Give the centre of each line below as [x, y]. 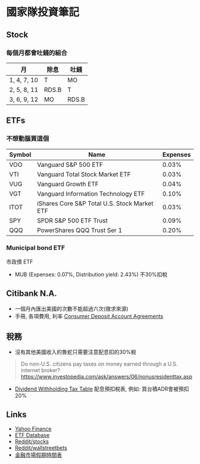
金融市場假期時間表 [38, 455]
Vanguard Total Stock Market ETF [84, 174]
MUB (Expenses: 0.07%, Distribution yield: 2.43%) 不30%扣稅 [91, 274]
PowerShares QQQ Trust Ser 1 [79, 230]
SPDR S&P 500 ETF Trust [72, 220]
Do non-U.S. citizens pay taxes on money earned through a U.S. [99, 364]
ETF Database [32, 435]
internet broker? [40, 370]
